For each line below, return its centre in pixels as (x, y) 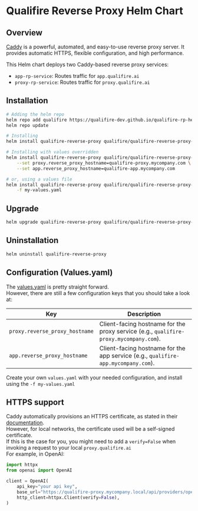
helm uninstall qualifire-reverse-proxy (57, 254)
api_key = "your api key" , (47, 486)
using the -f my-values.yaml (41, 384)
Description (144, 314)
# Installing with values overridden (52, 152)
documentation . (25, 422)
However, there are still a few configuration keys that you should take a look (98, 293)
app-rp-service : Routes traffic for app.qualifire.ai (77, 76)
